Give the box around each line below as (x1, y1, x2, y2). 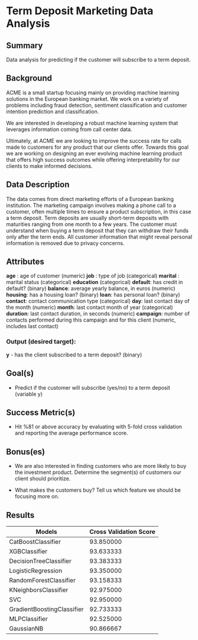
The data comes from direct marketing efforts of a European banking (6, 195, 174, 202)
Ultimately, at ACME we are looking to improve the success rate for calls (6, 137, 182, 144)
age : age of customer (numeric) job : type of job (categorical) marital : (6, 272, 180, 279)
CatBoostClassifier (9, 537, 61, 546)
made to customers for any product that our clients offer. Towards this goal (6, 144, 189, 151)
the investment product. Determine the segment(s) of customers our (14, 469, 181, 476)
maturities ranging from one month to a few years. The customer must (6, 221, 177, 228)
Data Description (6, 180, 70, 190)
